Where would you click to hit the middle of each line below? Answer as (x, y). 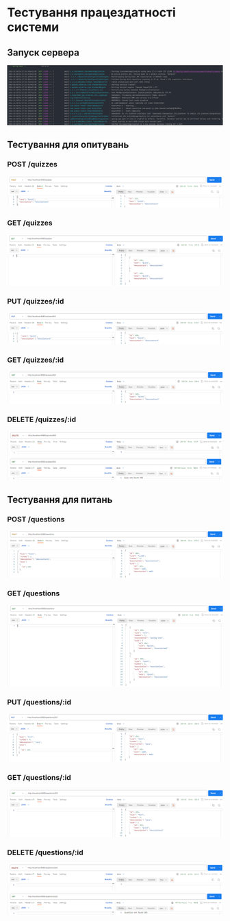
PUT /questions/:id (39, 702)
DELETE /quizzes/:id (42, 419)
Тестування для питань (60, 499)
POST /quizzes (33, 164)
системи (33, 27)
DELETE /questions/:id (45, 852)
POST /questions (36, 519)
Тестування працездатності (91, 13)
